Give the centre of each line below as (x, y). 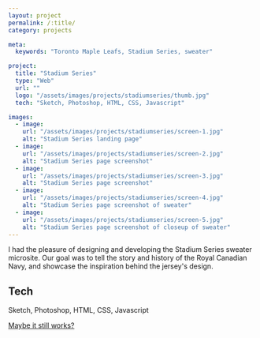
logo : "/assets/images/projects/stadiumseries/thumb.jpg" (113, 96)
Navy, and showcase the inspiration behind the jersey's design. (111, 266)
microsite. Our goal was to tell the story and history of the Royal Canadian (128, 258)
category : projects (40, 30)
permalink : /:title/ (42, 23)
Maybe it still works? (41, 325)
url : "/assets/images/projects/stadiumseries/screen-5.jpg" (123, 220)
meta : (17, 44)
